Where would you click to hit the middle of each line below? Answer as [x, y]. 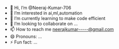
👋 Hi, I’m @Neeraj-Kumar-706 [40, 8]
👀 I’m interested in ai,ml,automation [46, 13]
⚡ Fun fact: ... [23, 42]
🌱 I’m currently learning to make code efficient [58, 18]
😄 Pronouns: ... [26, 36]
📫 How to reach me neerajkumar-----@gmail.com [62, 29]
